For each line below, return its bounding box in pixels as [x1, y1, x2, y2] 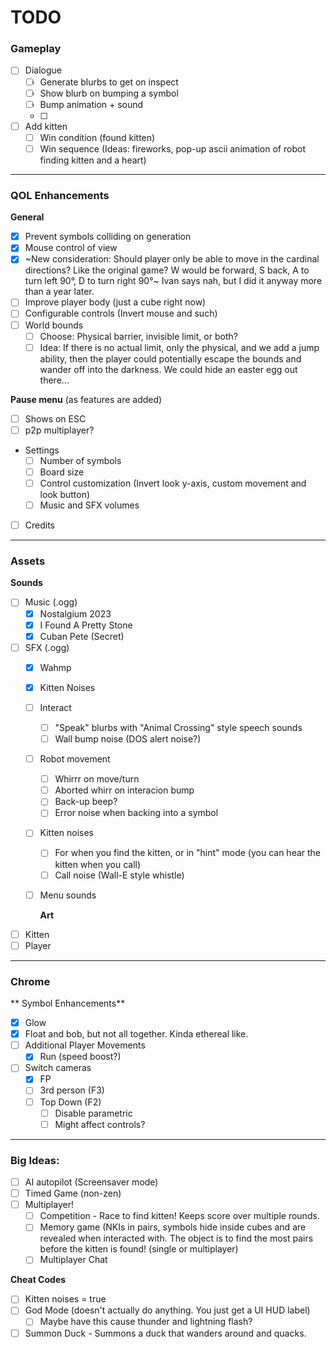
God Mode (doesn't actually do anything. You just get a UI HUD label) [24, 1304, 311, 1316]
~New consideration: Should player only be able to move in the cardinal [24, 253, 320, 265]
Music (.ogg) [24, 596, 78, 608]
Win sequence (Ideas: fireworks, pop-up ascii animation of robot [39, 142, 306, 155]
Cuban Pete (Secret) [39, 630, 125, 642]
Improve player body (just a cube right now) [24, 296, 207, 308]
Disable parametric [54, 1107, 133, 1119]
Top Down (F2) [39, 1096, 102, 1108]
